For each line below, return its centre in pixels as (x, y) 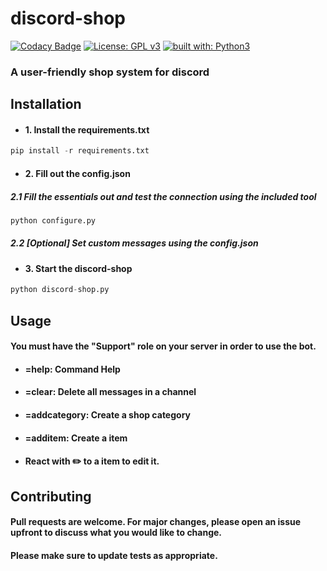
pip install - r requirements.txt (80, 151)
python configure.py (53, 220)
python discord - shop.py (60, 290)
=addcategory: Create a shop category (107, 414)
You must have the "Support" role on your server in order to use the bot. (163, 346)
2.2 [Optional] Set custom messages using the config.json (134, 243)
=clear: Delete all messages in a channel (110, 392)
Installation (46, 104)
